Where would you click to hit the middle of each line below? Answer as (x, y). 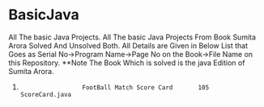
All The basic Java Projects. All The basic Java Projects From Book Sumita (132, 37)
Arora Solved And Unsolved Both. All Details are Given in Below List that (128, 45)
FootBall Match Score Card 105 (146, 87)
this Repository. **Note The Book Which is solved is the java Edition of (127, 63)
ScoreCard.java (46, 94)
